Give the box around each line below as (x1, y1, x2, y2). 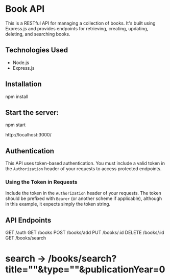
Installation (5, 80, 42, 89)
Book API (5, 3, 45, 15)
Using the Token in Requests (5, 178, 78, 186)
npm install (5, 93, 29, 99)
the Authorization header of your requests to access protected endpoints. (5, 166, 162, 172)
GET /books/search (5, 235, 46, 241)
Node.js (12, 59, 30, 66)
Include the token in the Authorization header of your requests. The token (5, 190, 162, 196)
